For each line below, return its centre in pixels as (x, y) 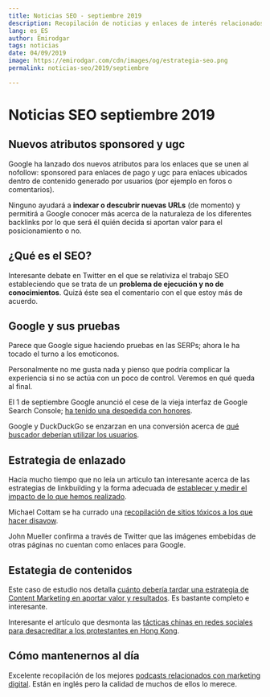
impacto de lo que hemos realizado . (67, 497)
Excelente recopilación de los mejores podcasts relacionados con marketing (135, 675)
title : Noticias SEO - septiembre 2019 (75, 16)
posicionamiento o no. (45, 231)
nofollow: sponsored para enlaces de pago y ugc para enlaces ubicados (128, 172)
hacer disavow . (33, 521)
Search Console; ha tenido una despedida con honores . (100, 411)
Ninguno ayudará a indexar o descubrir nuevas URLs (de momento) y (125, 205)
